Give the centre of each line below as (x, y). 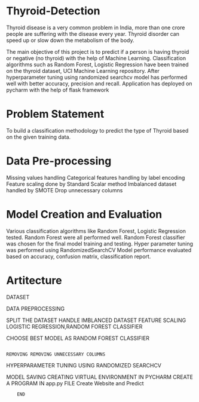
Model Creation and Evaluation (84, 214)
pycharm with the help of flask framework (58, 90)
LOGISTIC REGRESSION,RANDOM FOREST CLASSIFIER (74, 326)
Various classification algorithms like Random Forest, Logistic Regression (96, 231)
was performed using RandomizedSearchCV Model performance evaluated (99, 250)
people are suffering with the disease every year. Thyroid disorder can (93, 33)
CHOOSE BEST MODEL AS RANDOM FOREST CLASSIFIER (78, 338)
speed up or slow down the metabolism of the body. (70, 40)
